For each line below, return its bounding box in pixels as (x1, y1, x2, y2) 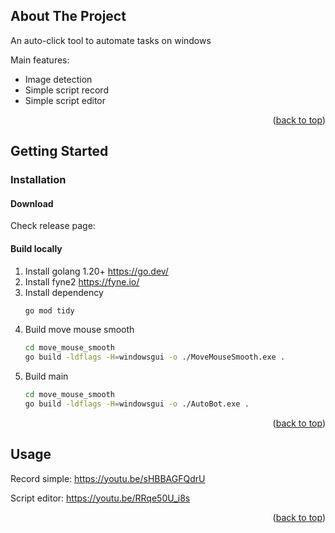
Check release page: (10, 220, 96, 232)
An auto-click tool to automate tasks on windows (10, 34, 212, 46)
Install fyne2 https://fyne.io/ (24, 275, 140, 288)
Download (10, 197, 54, 209)
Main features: (10, 54, 70, 66)
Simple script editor (24, 94, 107, 106)
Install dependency (24, 286, 104, 298)
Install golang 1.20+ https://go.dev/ (24, 265, 169, 277)
